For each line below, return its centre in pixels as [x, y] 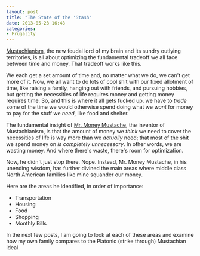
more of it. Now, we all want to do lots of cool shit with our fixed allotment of [100, 82]
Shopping [27, 217]
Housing [25, 205]
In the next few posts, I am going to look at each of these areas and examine [100, 235]
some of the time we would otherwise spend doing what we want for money [100, 107]
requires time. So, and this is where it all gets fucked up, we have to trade [96, 101]
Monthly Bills [30, 223]
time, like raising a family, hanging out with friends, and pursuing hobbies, [97, 88]
